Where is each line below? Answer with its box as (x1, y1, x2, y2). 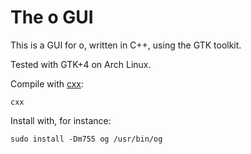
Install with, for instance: (10, 114, 112, 126)
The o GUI (10, 6, 94, 29)
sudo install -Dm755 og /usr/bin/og (10, 134, 163, 144)
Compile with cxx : (10, 77, 84, 90)
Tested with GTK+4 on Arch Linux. (10, 58, 152, 70)
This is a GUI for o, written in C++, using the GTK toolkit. (10, 39, 242, 51)
